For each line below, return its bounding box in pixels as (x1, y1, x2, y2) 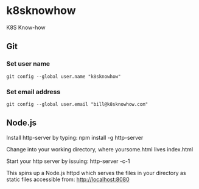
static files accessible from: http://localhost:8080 (6, 176, 130, 183)
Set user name (6, 60, 51, 68)
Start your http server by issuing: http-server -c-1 (6, 157, 130, 165)
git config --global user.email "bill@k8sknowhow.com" (6, 101, 148, 107)
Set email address (6, 88, 61, 96)
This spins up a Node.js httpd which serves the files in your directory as (6, 169, 187, 176)
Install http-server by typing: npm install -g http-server (6, 134, 144, 141)
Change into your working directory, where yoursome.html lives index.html (6, 145, 194, 153)
